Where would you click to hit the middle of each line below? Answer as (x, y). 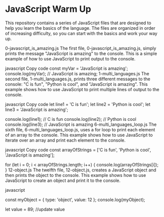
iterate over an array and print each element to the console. (65, 140)
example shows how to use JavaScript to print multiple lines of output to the (82, 89)
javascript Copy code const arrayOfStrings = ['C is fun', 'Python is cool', (78, 150)
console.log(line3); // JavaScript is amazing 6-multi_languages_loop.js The (81, 124)
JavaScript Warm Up (48, 9)
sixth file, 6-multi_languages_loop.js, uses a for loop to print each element (80, 129)
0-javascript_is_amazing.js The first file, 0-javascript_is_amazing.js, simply (81, 48)
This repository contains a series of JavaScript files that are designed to (78, 23)
